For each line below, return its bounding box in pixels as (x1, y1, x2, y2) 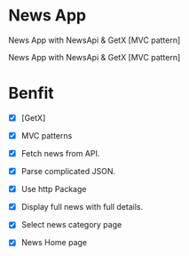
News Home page (20, 237, 88, 248)
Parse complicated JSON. (20, 166, 116, 177)
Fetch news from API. (20, 148, 100, 158)
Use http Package (20, 184, 87, 195)
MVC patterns (20, 130, 73, 140)
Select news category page (20, 220, 122, 230)
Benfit (8, 84, 54, 103)
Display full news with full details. (20, 202, 144, 212)
